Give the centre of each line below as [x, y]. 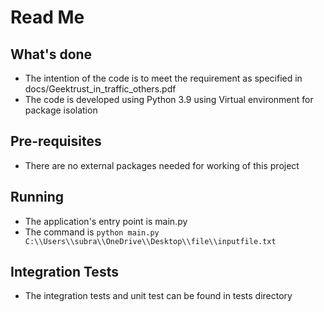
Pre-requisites [56, 141]
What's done [51, 54]
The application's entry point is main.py [106, 221]
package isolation [61, 110]
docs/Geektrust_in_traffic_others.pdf [100, 89]
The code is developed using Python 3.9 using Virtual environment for [169, 99]
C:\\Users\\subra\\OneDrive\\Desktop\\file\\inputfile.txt [150, 241]
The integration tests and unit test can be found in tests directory [158, 296]
